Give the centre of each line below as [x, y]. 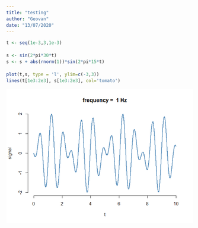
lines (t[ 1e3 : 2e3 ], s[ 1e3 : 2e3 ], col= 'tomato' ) [63, 80]
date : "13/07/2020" [30, 25]
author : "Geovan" [28, 19]
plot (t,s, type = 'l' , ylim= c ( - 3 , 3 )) [53, 74]
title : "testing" [28, 13]
